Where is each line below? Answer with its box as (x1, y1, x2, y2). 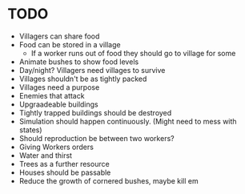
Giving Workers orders (18, 142, 94, 152)
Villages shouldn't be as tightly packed (18, 74, 147, 83)
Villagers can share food (18, 31, 100, 41)
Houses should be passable (18, 168, 111, 177)
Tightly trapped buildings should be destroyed (18, 107, 172, 117)
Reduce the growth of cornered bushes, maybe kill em (18, 176, 199, 185)
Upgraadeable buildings (18, 99, 99, 109)
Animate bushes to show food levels (18, 57, 139, 67)
